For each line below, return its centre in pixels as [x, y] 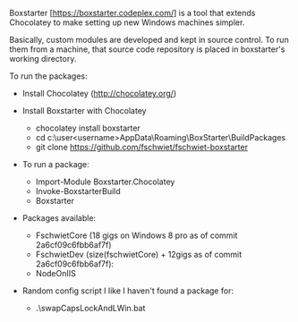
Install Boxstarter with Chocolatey [84, 110]
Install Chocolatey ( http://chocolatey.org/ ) [99, 93]
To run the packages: [48, 76]
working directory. [43, 59]
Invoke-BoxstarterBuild [78, 191]
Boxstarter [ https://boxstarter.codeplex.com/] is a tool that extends [132, 13]
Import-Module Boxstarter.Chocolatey [105, 182]
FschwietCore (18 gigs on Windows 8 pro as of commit [136, 235]
